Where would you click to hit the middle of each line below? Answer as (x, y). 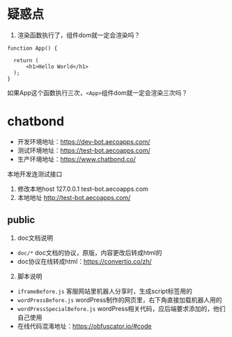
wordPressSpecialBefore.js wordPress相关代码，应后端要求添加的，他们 (121, 308)
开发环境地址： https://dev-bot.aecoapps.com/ (84, 141)
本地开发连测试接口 (35, 174)
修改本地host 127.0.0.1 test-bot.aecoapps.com (83, 189)
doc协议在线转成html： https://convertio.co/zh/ (84, 261)
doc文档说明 (35, 238)
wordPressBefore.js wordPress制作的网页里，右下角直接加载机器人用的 (119, 300)
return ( (26, 60)
